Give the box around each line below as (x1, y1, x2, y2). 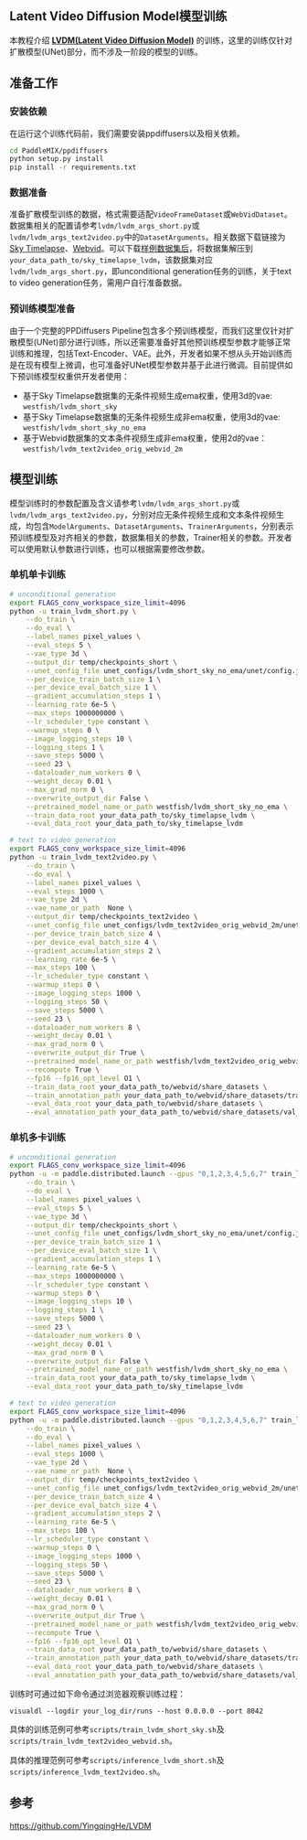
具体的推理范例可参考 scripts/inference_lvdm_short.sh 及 (9, 1754, 225, 1765)
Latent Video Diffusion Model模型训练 (9, 8, 228, 25)
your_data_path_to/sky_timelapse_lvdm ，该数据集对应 (9, 254, 213, 265)
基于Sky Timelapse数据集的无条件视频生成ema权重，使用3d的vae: (22, 390, 272, 401)
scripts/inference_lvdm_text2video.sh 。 (9, 1766, 165, 1777)
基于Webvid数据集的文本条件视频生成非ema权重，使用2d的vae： (22, 433, 268, 444)
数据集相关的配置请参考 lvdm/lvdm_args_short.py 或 (9, 220, 200, 231)
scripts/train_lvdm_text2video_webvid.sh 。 (9, 1735, 178, 1746)
